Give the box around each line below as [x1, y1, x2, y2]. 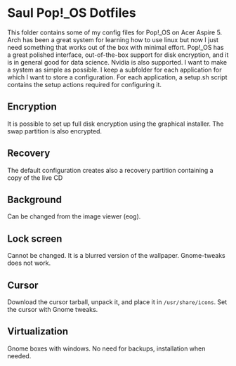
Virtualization [7, 325, 69, 338]
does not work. [7, 259, 51, 268]
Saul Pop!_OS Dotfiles [7, 5, 136, 21]
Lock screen [7, 233, 63, 244]
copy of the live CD [7, 174, 63, 182]
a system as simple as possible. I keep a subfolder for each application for [7, 65, 222, 74]
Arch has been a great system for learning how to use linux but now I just [7, 35, 219, 44]
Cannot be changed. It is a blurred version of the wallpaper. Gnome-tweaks [7, 251, 226, 260]
